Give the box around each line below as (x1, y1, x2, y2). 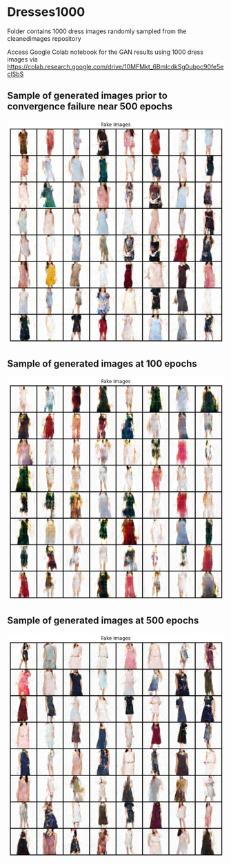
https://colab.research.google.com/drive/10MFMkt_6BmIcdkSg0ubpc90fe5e (7, 62, 224, 71)
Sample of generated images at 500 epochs (7, 614, 199, 626)
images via (7, 55, 38, 63)
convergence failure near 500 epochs (7, 101, 173, 113)
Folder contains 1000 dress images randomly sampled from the (7, 27, 187, 35)
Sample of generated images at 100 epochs (7, 358, 198, 369)
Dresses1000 (7, 4, 86, 20)
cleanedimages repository (7, 34, 81, 42)
